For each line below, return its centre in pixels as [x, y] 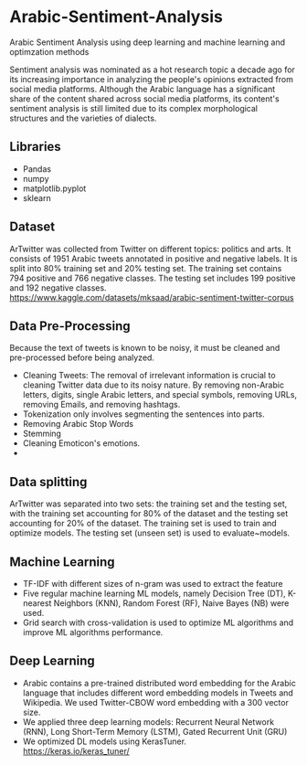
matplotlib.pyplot [54, 188]
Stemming [42, 434]
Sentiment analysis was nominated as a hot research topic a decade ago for [152, 69]
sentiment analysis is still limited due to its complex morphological [134, 108]
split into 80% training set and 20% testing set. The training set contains [146, 268]
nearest [37, 603]
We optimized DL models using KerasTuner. [105, 741]
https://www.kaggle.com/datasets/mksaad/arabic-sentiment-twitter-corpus [152, 297]
